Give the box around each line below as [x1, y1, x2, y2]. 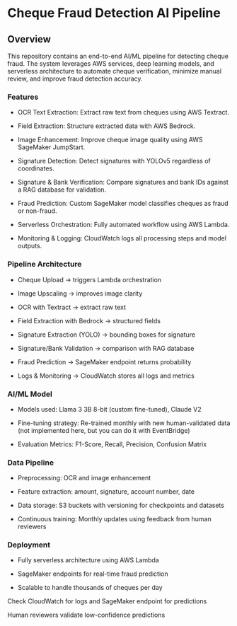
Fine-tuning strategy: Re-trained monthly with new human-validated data [17, 419, 231, 427]
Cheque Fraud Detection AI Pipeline [7, 5, 221, 21]
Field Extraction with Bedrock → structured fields [17, 316, 161, 325]
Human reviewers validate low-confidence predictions [7, 610, 166, 620]
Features [7, 92, 39, 102]
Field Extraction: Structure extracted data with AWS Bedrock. [17, 122, 196, 130]
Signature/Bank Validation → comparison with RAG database [17, 344, 195, 352]
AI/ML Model [7, 389, 53, 399]
